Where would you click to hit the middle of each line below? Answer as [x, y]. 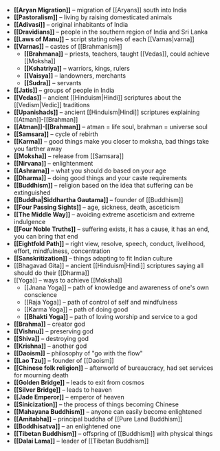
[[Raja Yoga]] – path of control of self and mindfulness [100, 302]
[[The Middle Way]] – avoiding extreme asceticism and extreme [104, 214]
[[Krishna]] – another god [50, 346]
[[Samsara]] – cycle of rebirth [56, 134]
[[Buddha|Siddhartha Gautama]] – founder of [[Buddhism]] [98, 200]
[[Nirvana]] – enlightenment [53, 163]
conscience [40, 295]
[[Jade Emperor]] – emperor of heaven [69, 397]
